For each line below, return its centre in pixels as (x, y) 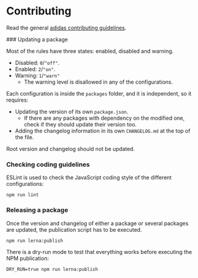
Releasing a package (37, 210)
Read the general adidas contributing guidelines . (66, 28)
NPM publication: (28, 258)
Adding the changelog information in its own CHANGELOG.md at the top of (103, 131)
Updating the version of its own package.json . (71, 111)
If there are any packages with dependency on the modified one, (104, 118)
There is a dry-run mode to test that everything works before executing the (99, 252)
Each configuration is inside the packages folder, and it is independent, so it (99, 93)
